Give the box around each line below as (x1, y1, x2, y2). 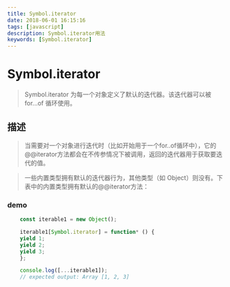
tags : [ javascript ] (7, 23, 64, 30)
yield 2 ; (20, 242, 45, 249)
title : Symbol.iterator (7, 10, 77, 17)
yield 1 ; (20, 235, 45, 242)
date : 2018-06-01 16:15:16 (7, 17, 86, 24)
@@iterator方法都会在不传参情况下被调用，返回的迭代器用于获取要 (24, 149, 217, 158)
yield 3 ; (20, 248, 45, 255)
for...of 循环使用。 (24, 99, 76, 108)
